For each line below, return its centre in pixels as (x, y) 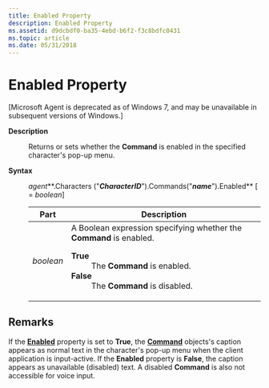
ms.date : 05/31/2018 (43, 46)
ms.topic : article (39, 38)
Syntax (20, 171)
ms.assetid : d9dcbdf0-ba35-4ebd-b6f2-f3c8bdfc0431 (94, 30)
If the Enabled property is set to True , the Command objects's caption (125, 342)
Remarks (31, 322)
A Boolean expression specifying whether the (157, 228)
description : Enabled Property (60, 23)
